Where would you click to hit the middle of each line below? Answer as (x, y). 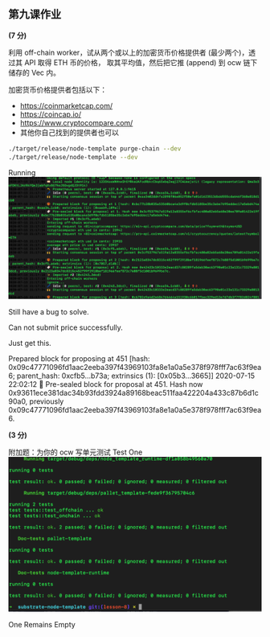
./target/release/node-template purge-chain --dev (95, 148)
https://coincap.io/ (51, 114)
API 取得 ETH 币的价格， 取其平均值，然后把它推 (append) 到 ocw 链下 (141, 62)
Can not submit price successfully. (65, 327)
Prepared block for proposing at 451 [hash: (79, 358)
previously (47, 401)
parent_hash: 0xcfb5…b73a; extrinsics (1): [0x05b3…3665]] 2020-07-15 (136, 376)
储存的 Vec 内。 (34, 72)
